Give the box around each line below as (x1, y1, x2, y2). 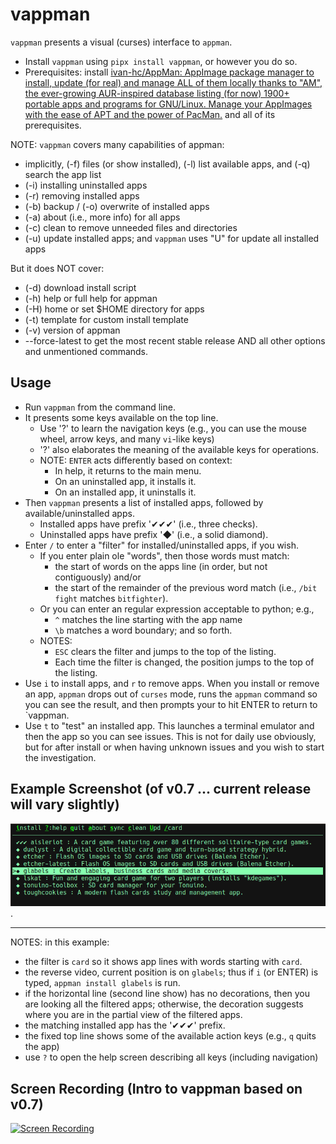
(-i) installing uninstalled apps (24, 179, 148, 191)
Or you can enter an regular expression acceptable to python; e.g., (39, 603, 315, 615)
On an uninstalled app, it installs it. (54, 475, 197, 487)
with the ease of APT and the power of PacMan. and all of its (24, 108, 276, 120)
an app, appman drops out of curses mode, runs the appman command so (24, 688, 318, 700)
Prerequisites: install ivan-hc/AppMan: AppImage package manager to (24, 66, 315, 78)
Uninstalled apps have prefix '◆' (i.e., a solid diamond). (39, 528, 269, 540)
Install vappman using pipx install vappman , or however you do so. (24, 55, 298, 67)
